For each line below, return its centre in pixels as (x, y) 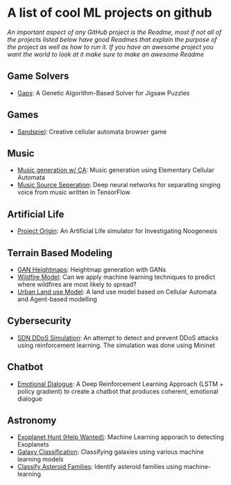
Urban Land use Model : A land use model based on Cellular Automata (117, 292)
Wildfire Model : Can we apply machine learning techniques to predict (116, 277)
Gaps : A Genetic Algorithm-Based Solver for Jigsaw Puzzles (103, 93)
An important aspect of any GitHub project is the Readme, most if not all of (114, 32)
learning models (40, 459)
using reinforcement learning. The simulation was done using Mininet (116, 345)
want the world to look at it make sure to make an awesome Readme (106, 54)
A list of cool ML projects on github (110, 13)
